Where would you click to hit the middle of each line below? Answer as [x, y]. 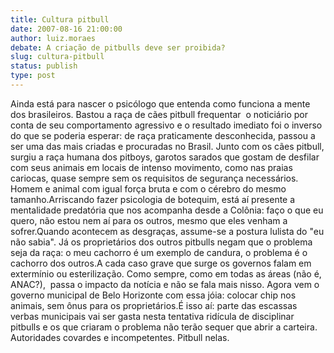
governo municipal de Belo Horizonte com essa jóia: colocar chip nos [153, 295]
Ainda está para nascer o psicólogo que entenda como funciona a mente [160, 103]
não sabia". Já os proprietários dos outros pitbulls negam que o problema [161, 242]
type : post [33, 76]
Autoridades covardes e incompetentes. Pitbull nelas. [120, 337]
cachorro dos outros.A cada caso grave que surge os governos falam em [161, 263]
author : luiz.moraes [53, 38]
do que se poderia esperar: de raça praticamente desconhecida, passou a [163, 135]
